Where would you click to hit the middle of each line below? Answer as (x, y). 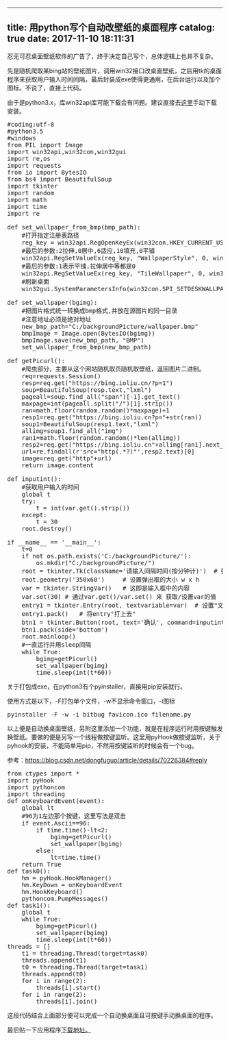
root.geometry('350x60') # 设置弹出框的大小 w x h (111, 579)
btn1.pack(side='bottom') (65, 630)
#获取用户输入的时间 (51, 487)
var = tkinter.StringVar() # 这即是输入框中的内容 (106, 588)
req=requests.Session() (61, 376)
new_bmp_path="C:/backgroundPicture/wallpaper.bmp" (110, 326)
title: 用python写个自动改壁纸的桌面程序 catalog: (111, 28)
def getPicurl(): (36, 361)
